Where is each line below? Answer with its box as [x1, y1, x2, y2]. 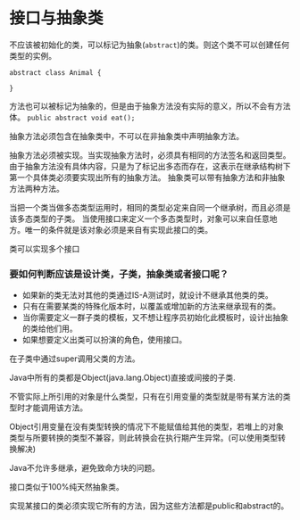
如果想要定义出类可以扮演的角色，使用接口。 [21, 334, 187, 345]
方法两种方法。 [9, 183, 64, 194]
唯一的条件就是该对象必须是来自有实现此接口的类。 [24, 224, 212, 235]
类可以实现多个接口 [9, 243, 80, 254]
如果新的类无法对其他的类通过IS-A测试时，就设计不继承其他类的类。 [21, 290, 274, 301]
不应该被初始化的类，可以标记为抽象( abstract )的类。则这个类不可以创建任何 [9, 39, 290, 50]
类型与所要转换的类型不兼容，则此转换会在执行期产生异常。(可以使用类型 [9, 433, 279, 443]
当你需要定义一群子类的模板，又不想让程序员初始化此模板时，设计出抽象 [21, 312, 288, 323]
